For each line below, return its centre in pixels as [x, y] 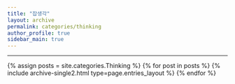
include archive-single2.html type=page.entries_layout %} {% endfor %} [112, 73]
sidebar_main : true [36, 40]
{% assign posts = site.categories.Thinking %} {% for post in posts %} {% [114, 66]
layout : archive [31, 20]
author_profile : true [39, 33]
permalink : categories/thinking [54, 26]
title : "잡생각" [29, 14]
